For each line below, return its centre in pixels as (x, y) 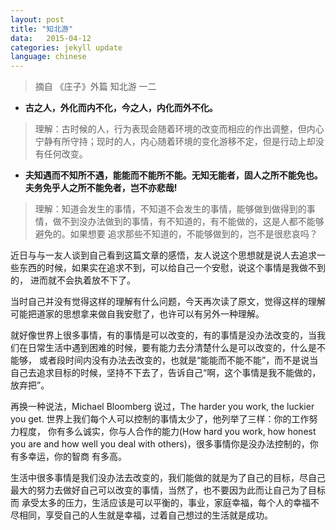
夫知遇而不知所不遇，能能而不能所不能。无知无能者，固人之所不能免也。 (173, 175)
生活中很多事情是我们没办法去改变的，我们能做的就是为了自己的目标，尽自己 (168, 478)
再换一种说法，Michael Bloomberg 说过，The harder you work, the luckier (162, 407)
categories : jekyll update (66, 47)
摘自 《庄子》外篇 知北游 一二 (95, 87)
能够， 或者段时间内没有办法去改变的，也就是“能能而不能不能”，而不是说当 (164, 360)
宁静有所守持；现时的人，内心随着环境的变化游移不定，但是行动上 (170, 142)
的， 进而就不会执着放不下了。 (73, 280)
